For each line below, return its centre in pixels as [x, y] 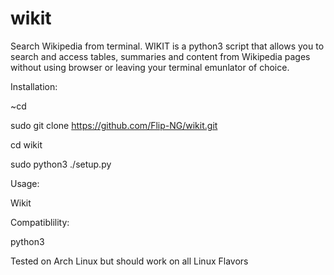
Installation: [34, 86]
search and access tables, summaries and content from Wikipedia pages [160, 56]
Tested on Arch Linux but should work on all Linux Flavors [129, 261]
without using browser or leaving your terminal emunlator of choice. [150, 67]
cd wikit [26, 144]
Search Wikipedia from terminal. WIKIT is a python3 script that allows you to [167, 46]
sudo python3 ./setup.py [61, 164]
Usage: [25, 183]
